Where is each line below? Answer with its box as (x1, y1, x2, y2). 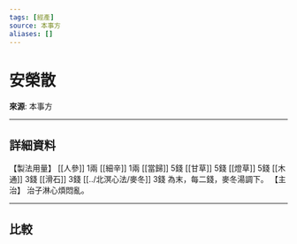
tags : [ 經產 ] (9, 12, 55, 22)
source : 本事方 (9, 21, 61, 30)
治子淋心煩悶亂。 (26, 185, 89, 195)
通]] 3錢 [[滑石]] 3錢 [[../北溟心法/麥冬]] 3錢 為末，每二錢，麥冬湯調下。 (9, 174, 269, 185)
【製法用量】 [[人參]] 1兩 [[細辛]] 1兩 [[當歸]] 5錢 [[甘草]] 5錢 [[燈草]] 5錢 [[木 (9, 163, 286, 173)
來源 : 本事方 (9, 101, 53, 111)
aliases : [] (9, 29, 53, 38)
